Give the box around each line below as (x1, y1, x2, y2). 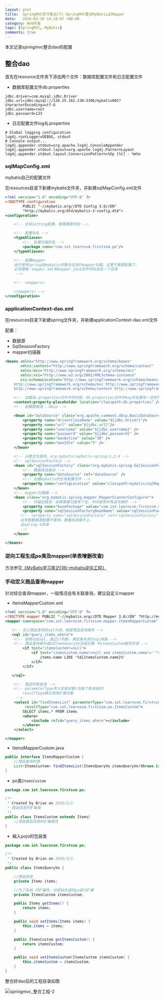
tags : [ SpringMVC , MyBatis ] (5, 25, 62, 30)
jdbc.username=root (5, 106, 45, 112)
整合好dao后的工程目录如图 (5, 978, 60, 984)
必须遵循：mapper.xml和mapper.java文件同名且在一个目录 (14, 267, 118, 272)
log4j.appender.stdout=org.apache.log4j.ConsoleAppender (5, 143, 123, 148)
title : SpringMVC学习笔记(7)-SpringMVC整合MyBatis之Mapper (5, 12, 125, 17)
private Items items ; (14, 878, 58, 884)
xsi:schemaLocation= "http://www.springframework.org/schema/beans (20, 377, 159, 382)
